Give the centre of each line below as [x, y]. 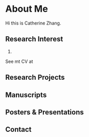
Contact [18, 130]
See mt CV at [19, 61]
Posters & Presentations [45, 112]
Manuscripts [26, 95]
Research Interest [34, 39]
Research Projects [35, 77]
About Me [27, 9]
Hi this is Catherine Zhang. [33, 23]
